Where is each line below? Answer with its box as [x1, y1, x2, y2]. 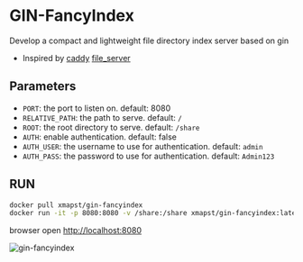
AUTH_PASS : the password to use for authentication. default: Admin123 [22, 150, 275, 161]
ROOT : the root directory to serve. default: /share [22, 122, 200, 132]
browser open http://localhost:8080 [9, 225, 142, 236]
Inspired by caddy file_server [22, 52, 131, 63]
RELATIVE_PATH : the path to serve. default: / [22, 112, 182, 122]
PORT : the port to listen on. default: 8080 [22, 103, 171, 113]
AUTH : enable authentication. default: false [22, 131, 178, 142]
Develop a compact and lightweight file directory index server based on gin [9, 35, 289, 46]
